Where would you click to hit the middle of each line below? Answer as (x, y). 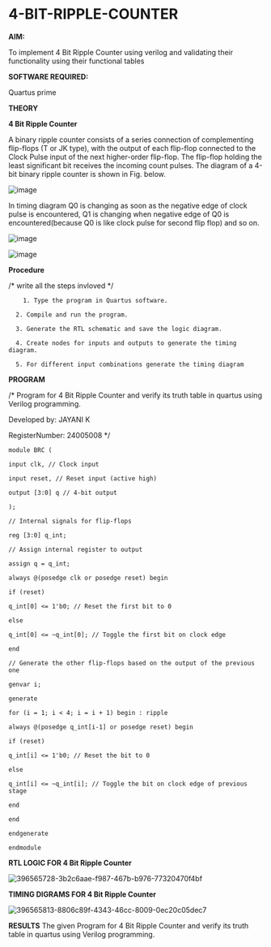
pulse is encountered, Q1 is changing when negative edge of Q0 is (119, 214)
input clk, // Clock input (54, 464)
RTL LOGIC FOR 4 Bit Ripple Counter (70, 863)
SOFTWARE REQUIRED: (49, 76)
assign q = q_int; (39, 564)
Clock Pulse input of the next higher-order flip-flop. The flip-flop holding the (135, 157)
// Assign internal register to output (76, 549)
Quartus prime (32, 92)
